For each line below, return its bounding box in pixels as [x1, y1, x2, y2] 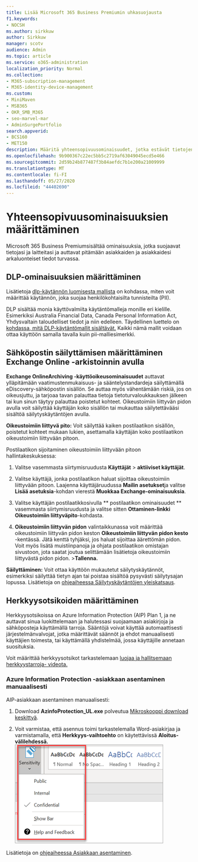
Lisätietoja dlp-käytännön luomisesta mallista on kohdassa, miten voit [6, 287, 175, 295]
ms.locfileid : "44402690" [6, 184, 70, 190]
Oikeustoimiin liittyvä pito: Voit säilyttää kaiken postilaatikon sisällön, [6, 422, 175, 429]
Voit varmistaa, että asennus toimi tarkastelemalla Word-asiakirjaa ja [14, 725, 181, 733]
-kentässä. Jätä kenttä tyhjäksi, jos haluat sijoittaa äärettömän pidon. [14, 536, 181, 543]
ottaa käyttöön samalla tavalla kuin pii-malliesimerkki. [6, 330, 136, 338]
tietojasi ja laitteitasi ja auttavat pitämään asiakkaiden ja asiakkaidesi [6, 249, 171, 256]
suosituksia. [6, 643, 35, 650]
